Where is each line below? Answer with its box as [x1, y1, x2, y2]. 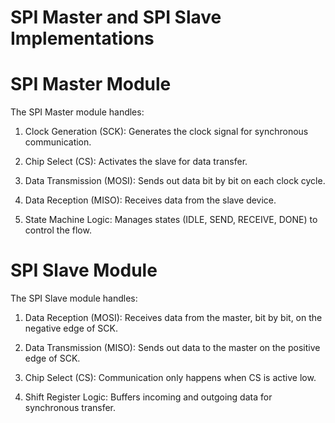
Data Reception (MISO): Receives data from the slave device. [24, 194, 277, 206]
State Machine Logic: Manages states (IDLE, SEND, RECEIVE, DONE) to [24, 214, 318, 226]
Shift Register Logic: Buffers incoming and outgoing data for [24, 391, 273, 403]
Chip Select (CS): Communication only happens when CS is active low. [24, 372, 317, 384]
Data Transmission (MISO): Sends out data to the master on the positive [24, 342, 321, 354]
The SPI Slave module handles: [10, 292, 138, 305]
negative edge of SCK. [24, 322, 118, 335]
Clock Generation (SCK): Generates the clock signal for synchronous [24, 126, 309, 138]
